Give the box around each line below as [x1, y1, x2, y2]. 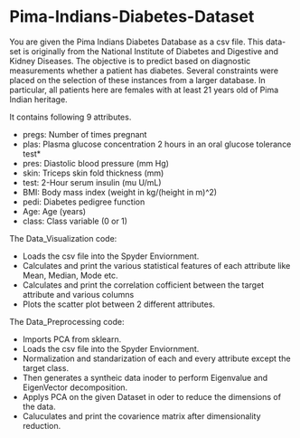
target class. [22, 362, 70, 373]
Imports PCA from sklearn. [22, 333, 122, 345]
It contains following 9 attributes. [9, 111, 132, 122]
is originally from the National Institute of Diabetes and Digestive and [23, 45, 278, 56]
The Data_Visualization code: [9, 233, 117, 243]
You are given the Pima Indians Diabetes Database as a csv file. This [9, 36, 264, 47]
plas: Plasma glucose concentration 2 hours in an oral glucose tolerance [22, 138, 292, 149]
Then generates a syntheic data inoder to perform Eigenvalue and [22, 372, 268, 383]
